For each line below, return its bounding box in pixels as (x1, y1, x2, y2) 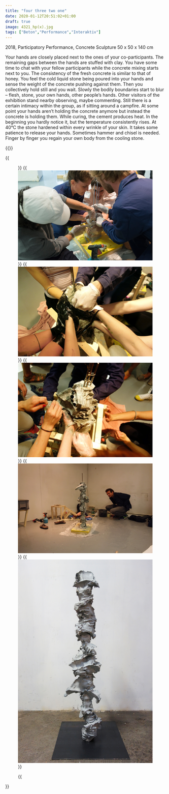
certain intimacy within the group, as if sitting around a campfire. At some (5, 103, 159, 109)
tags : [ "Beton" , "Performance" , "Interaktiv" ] (5, 30, 101, 35)
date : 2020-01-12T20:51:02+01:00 (5, 13, 76, 19)
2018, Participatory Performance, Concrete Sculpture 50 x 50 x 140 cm (5, 44, 154, 50)
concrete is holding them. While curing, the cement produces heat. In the (5, 113, 158, 120)
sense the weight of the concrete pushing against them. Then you (5, 81, 143, 87)
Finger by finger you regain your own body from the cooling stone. (5, 135, 145, 141)
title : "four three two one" (5, 8, 67, 13)
